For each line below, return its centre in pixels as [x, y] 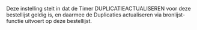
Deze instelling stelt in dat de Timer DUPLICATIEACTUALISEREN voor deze [98, 9]
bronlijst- [174, 15]
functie [15, 21]
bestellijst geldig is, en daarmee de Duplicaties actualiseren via [84, 15]
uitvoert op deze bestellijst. [58, 21]
